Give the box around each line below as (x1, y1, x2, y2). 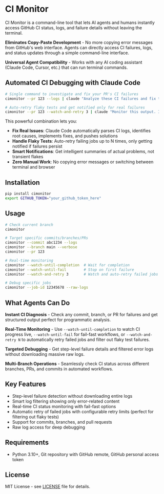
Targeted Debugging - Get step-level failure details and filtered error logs (5, 346, 154, 352)
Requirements (5, 438, 49, 447)
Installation (5, 178, 40, 187)
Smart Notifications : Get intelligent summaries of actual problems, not (12, 149, 155, 154)
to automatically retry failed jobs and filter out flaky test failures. (21, 336, 150, 343)
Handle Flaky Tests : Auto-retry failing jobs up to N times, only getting (12, 138, 153, 144)
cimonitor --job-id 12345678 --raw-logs (5, 285, 89, 290)
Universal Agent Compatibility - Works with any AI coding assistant (5, 59, 143, 65)
